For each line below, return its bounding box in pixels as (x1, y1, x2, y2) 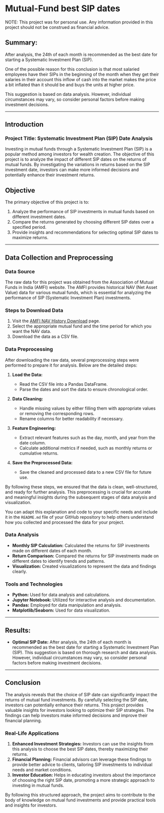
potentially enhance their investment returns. (5, 172, 95, 178)
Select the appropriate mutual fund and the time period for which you (12, 323, 152, 329)
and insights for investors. (5, 802, 58, 808)
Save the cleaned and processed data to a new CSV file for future (19, 469, 152, 475)
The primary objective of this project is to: (5, 199, 89, 205)
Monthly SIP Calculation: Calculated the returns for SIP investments (12, 542, 150, 548)
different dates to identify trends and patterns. (12, 558, 105, 564)
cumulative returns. (19, 450, 59, 456)
